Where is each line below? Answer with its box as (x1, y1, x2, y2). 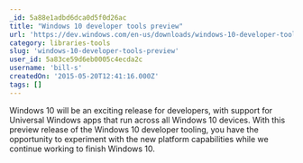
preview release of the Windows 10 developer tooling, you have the (9, 123, 259, 135)
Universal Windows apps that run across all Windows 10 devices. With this (9, 114, 286, 125)
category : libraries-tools (9, 38, 111, 48)
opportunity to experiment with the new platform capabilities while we (9, 133, 269, 144)
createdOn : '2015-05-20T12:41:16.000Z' (9, 72, 160, 81)
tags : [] (9, 80, 42, 89)
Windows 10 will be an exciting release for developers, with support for (9, 104, 273, 115)
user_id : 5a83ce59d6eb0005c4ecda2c (9, 55, 143, 64)
